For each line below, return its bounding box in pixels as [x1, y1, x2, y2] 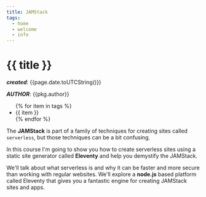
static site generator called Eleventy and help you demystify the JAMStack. [6, 152, 198, 160]
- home [12, 20, 29, 26]
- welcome [12, 26, 37, 33]
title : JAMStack [6, 9, 48, 15]
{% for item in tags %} [15, 102, 72, 110]
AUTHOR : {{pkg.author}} [6, 90, 69, 98]
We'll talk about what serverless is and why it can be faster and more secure [6, 164, 200, 172]
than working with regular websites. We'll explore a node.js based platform [6, 171, 197, 178]
